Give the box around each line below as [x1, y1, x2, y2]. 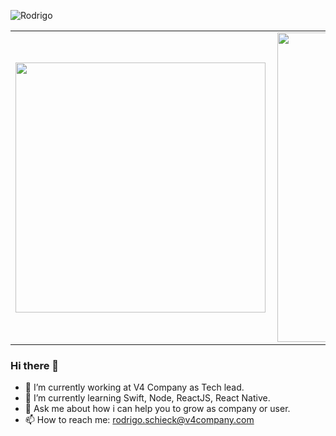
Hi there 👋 [10, 358, 60, 372]
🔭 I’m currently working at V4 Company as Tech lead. [24, 381, 245, 394]
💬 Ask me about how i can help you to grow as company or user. [24, 403, 291, 415]
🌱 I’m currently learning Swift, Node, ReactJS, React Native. [24, 392, 271, 404]
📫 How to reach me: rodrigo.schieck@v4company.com [24, 414, 255, 426]
